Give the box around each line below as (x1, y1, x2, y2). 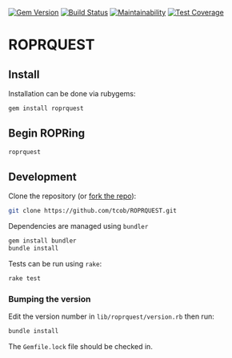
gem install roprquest (8, 104, 84, 112)
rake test (8, 275, 42, 283)
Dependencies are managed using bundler (8, 222, 149, 231)
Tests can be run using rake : (8, 259, 102, 268)
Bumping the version (8, 293, 91, 304)
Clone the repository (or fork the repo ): (8, 191, 137, 201)
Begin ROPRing (8, 127, 86, 140)
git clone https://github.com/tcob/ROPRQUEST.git (8, 207, 178, 215)
